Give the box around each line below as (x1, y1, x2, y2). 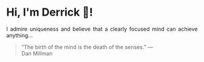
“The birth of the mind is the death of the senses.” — (21, 43, 154, 51)
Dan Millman (21, 49, 53, 57)
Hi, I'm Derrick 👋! (6, 5, 93, 19)
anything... (6, 31, 33, 39)
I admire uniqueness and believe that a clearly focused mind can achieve (6, 25, 198, 33)
